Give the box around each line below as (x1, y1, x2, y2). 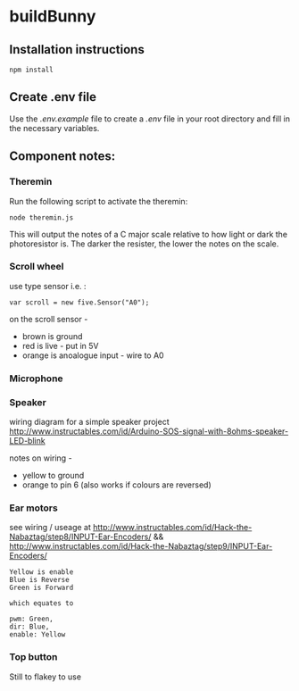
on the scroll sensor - (9, 313, 88, 324)
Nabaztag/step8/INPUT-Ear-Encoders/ (9, 531, 152, 542)
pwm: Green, (9, 614, 54, 624)
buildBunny (9, 6, 96, 27)
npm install (9, 65, 54, 74)
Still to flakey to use (9, 671, 82, 682)
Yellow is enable (9, 568, 74, 577)
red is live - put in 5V (21, 340, 100, 351)
